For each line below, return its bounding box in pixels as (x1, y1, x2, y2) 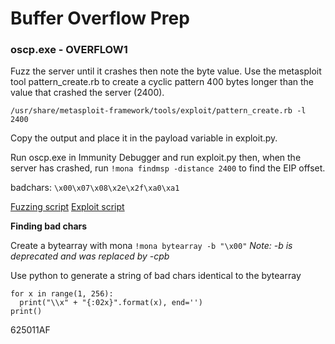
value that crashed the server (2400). (10, 87, 165, 99)
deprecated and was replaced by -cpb (10, 250, 170, 262)
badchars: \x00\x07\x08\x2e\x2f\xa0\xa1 (10, 182, 180, 194)
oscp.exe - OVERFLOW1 (10, 43, 128, 57)
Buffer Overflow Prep (10, 7, 190, 30)
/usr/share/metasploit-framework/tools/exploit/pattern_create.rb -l (10, 106, 307, 116)
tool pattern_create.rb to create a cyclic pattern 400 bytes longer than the (10, 76, 315, 88)
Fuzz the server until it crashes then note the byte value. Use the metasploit (10, 65, 322, 77)
